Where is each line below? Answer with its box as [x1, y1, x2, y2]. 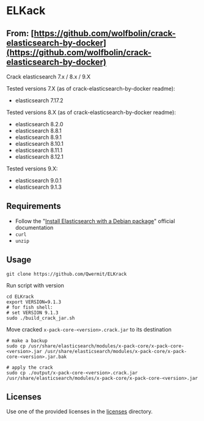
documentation [15, 224, 54, 231]
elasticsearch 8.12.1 [15, 153, 64, 160]
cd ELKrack [6, 294, 34, 300]
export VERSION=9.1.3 [6, 298, 62, 305]
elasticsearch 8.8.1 [15, 127, 62, 134]
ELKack [6, 4, 46, 18]
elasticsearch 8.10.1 [15, 140, 64, 147]
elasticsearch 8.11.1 [15, 146, 63, 154]
